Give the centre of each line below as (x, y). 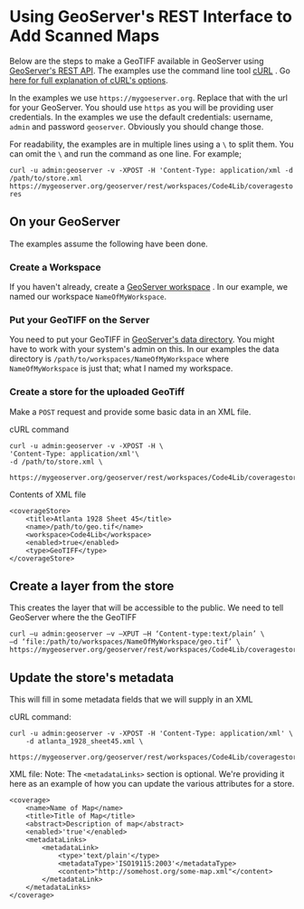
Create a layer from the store (92, 586)
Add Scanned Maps (85, 36)
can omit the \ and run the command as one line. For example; (126, 153)
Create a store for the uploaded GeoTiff (97, 392)
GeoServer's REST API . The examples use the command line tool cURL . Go (150, 71)
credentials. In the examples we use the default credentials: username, (141, 117)
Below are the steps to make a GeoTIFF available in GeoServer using (137, 61)
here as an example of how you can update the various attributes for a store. (152, 784)
